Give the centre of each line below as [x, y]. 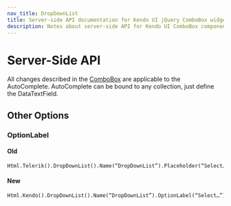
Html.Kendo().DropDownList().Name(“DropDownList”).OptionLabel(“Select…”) [117, 196]
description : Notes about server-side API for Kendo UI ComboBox [102, 26]
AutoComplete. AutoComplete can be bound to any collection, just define [111, 87]
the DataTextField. [33, 94]
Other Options [38, 115]
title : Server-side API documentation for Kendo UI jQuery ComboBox [107, 20]
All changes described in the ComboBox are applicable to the [94, 79]
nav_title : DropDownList [43, 13]
